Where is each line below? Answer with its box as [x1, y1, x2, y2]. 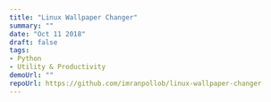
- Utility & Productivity [9, 63, 106, 72]
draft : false [9, 37, 58, 47]
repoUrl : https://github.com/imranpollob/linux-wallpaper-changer [9, 79, 262, 88]
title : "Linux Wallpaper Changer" [9, 12, 139, 22]
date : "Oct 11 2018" [9, 29, 87, 38]
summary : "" [9, 21, 54, 30]
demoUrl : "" [9, 71, 54, 80]
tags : [9, 46, 30, 55]
